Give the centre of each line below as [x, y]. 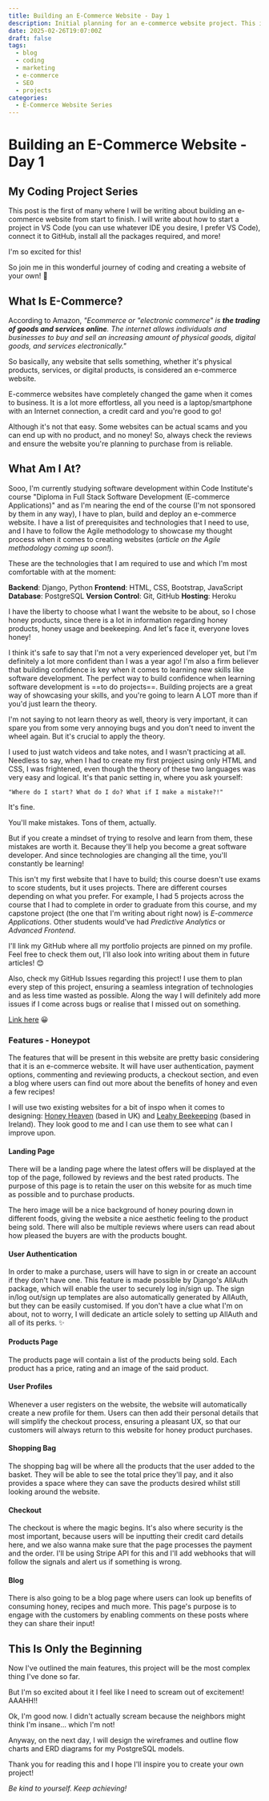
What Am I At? [45, 469]
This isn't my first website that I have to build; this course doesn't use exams [134, 879]
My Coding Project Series [73, 191]
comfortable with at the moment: [62, 572]
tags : [17, 46]
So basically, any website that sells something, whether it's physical [120, 361]
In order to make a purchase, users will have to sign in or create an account [132, 1272]
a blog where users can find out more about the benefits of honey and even [133, 1083]
